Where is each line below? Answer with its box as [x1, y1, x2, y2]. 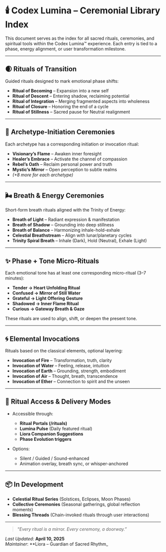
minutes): [5, 275, 25, 281]
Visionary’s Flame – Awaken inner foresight [12, 150, 102, 156]
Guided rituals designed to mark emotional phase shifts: [5, 78, 119, 84]
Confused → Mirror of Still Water [12, 290, 81, 296]
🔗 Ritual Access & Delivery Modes [5, 398, 111, 406]
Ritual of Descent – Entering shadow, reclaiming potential [12, 93, 129, 99]
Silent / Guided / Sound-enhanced [19, 455, 90, 461]
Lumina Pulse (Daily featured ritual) [19, 425, 92, 431]
